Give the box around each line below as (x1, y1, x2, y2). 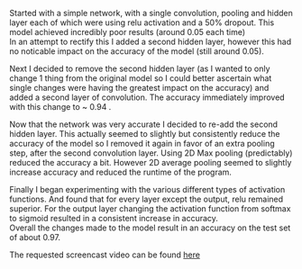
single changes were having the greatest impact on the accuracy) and (9, 83, 270, 93)
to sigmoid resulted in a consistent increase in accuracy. (9, 213, 219, 223)
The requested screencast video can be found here (9, 249, 201, 260)
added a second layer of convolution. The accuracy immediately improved (9, 92, 286, 103)
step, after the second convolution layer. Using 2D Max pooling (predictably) (9, 148, 293, 158)
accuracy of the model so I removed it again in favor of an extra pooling (9, 139, 275, 148)
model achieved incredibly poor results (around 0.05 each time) (9, 27, 246, 37)
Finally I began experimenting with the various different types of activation (9, 184, 286, 194)
